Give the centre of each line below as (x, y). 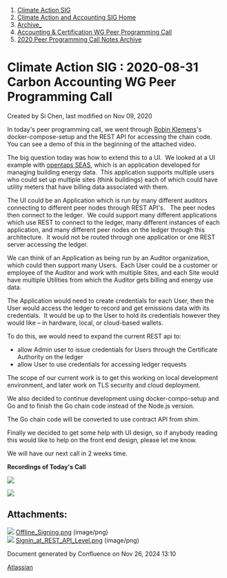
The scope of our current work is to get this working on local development (113, 377)
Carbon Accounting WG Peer (92, 82)
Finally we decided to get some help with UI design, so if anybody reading (112, 433)
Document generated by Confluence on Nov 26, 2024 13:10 (92, 554)
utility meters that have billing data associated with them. (88, 187)
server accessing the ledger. (48, 244)
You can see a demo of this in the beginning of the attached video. (102, 144)
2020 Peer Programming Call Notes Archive (79, 39)
